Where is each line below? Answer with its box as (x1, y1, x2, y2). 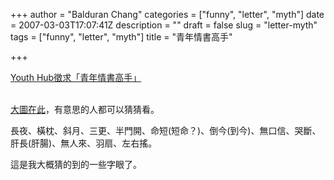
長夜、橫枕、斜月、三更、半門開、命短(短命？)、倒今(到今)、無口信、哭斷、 (10, 125, 322, 136)
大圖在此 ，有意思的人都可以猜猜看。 (10, 104, 160, 115)
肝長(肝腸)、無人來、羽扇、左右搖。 (10, 137, 158, 149)
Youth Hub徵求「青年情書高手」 (10, 72, 142, 83)
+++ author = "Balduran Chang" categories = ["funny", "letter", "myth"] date (10, 9, 325, 20)
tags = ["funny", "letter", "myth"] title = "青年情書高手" (10, 31, 233, 43)
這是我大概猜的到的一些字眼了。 (10, 159, 142, 170)
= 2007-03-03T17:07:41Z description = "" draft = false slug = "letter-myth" (10, 19, 318, 31)
